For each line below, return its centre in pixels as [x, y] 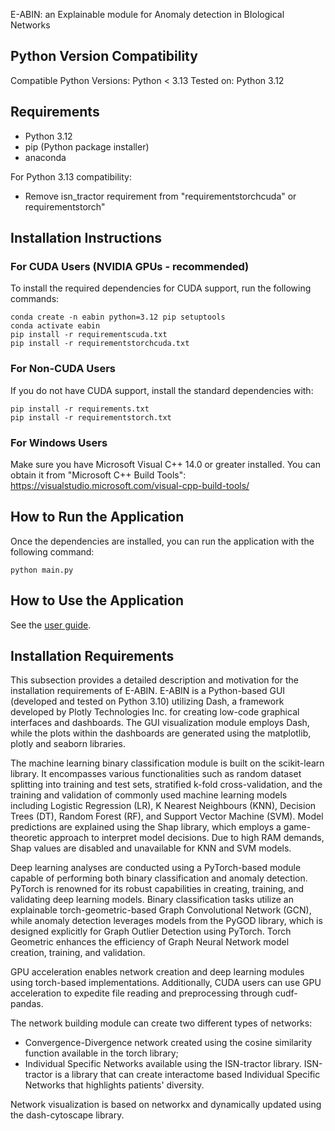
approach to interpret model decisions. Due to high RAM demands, [187, 838]
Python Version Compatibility [104, 56]
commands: [35, 299]
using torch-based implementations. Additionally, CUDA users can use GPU [166, 983]
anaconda [45, 157]
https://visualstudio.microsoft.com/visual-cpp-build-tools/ [130, 485]
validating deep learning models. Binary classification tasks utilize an [152, 900]
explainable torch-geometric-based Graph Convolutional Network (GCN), [161, 910]
